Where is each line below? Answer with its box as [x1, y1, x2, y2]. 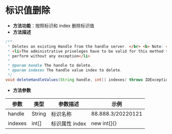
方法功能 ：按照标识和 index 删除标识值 [12, 23, 95, 29]
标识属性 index [51, 120, 87, 127]
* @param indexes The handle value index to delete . [7, 68, 123, 73]
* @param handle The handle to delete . [7, 63, 93, 68]
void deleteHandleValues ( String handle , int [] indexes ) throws [5, 77, 143, 82]
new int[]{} [91, 120, 117, 127]
